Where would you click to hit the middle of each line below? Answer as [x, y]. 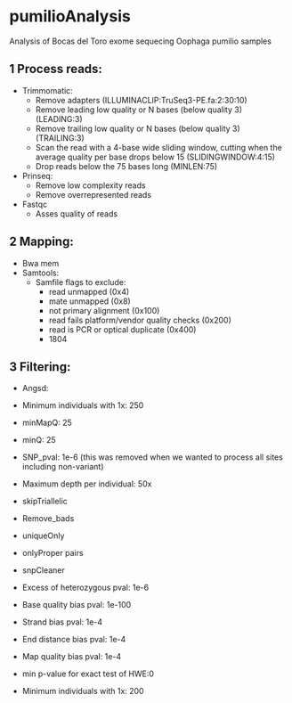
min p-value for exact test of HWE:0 [88, 674]
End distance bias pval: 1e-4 [74, 640]
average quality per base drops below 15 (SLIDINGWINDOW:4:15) [155, 157]
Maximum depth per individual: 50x [87, 484]
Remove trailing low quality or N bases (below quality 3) [138, 128]
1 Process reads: [56, 69]
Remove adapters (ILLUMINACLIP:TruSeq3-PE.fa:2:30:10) [141, 100]
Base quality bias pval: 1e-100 [77, 605]
